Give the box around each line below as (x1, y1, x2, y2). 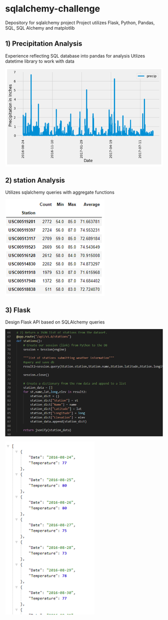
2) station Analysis (5, 176, 65, 185)
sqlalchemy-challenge (5, 3, 100, 15)
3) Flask (5, 305, 31, 314)
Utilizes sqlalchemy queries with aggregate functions (5, 189, 115, 196)
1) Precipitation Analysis (5, 40, 82, 48)
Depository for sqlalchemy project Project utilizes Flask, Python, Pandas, (5, 20, 155, 26)
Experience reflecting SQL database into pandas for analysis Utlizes (5, 53, 145, 59)
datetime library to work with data (5, 58, 75, 64)
